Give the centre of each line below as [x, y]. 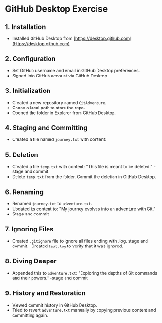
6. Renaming [24, 192]
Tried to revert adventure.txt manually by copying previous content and [84, 310]
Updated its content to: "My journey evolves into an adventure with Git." [84, 209]
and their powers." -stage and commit [50, 278]
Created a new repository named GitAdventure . [59, 102]
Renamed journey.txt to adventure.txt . [52, 204]
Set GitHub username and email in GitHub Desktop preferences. [76, 70]
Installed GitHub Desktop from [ [44, 38]
